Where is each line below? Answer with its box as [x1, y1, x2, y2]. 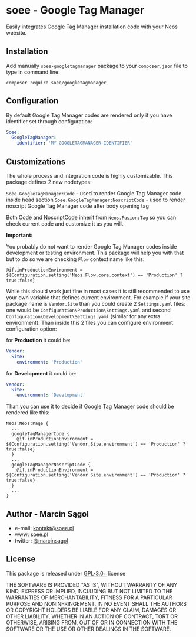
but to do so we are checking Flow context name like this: [6, 256, 145, 263]
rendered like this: [6, 409, 50, 416]
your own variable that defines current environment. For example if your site [6, 294, 191, 301]
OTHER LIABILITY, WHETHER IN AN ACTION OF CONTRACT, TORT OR [6, 612, 178, 620]
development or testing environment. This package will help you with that [6, 249, 184, 256]
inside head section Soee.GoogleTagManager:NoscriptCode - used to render [6, 196, 185, 203]
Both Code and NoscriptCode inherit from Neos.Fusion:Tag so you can [6, 214, 177, 221]
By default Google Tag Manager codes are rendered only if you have [6, 112, 172, 119]
